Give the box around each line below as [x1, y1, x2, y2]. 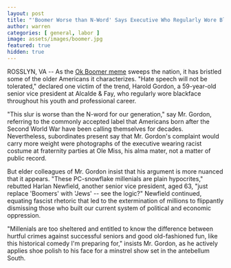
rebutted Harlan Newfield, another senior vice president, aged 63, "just [7, 182, 208, 190]
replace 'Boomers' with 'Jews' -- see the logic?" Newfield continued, [7, 189, 202, 197]
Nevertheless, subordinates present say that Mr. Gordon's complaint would [7, 132, 220, 140]
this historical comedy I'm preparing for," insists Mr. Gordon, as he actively [7, 239, 219, 247]
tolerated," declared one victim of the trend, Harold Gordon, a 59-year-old [7, 82, 217, 90]
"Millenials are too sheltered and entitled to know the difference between [7, 225, 213, 233]
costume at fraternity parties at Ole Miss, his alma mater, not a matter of [7, 146, 211, 155]
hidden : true [7, 49, 45, 56]
